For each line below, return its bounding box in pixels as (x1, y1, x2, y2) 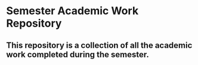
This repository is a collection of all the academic (6, 40, 193, 50)
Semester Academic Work (6, 4, 139, 18)
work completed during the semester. (6, 49, 149, 60)
